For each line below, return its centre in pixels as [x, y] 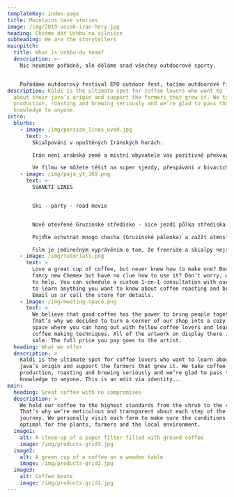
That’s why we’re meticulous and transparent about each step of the [123, 412]
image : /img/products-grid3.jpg [67, 444]
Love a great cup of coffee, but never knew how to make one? [124, 269]
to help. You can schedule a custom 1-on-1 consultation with [124, 282]
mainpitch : [23, 46]
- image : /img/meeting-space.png [68, 301]
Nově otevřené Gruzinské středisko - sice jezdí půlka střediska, [131, 224]
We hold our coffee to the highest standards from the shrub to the [121, 405]
